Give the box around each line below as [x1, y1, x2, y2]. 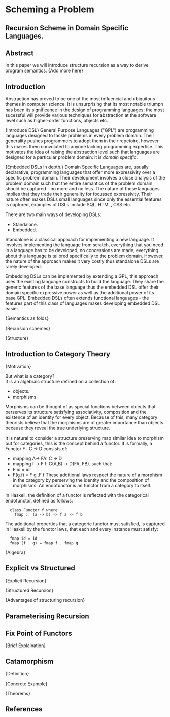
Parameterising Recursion [5, 612, 90, 621]
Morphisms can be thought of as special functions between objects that [5, 404, 156, 410]
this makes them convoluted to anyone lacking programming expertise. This [5, 144, 164, 150]
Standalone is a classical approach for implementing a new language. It [5, 237, 154, 243]
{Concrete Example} [5, 680, 48, 687]
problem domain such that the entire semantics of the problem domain [5, 180, 153, 186]
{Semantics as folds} [5, 315, 49, 321]
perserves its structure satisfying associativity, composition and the [5, 409, 147, 415]
